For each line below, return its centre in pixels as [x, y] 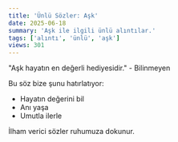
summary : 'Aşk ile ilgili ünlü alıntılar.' [82, 30]
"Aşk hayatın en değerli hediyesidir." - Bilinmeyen [89, 68]
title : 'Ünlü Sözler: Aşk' [53, 16]
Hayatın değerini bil [52, 99]
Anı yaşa [34, 108]
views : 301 [26, 45]
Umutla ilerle [41, 116]
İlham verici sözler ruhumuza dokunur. [71, 132]
